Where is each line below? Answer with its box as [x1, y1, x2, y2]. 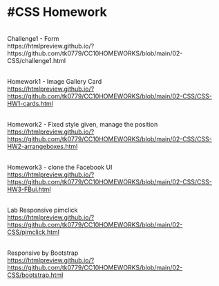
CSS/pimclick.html [7, 228, 60, 236]
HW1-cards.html [7, 99, 53, 107]
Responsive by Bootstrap [7, 249, 79, 257]
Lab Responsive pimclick [7, 206, 78, 214]
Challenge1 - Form [7, 34, 59, 42]
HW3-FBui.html [7, 185, 51, 193]
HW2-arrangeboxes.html [7, 142, 78, 150]
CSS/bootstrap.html [7, 271, 64, 279]
